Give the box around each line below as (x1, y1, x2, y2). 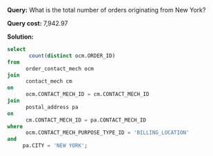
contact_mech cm (25, 78, 72, 85)
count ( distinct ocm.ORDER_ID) (28, 52, 116, 59)
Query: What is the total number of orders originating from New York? (7, 6, 206, 14)
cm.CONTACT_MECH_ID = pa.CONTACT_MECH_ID (25, 117, 147, 124)
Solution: (7, 32, 34, 41)
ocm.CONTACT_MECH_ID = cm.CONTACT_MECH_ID (25, 91, 150, 98)
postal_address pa (25, 104, 79, 110)
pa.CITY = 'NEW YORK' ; (22, 142, 88, 149)
